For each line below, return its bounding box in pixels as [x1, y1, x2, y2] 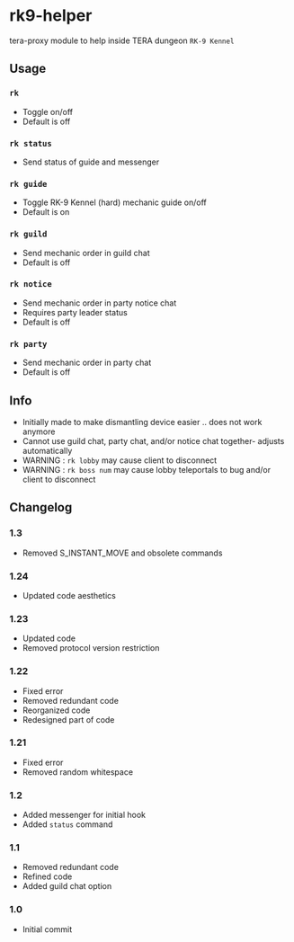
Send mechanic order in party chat [22, 357, 152, 369]
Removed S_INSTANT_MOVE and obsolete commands [22, 547, 223, 558]
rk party [9, 339, 48, 349]
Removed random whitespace [22, 766, 133, 778]
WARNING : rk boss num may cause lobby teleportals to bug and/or [22, 464, 272, 475]
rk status [9, 138, 52, 148]
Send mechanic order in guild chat [22, 247, 150, 258]
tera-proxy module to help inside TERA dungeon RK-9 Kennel [9, 35, 235, 46]
